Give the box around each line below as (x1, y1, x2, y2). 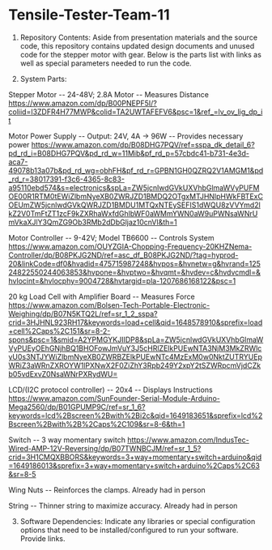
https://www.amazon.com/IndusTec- (126, 435, 249, 445)
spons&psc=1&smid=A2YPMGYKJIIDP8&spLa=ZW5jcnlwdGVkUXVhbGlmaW (8, 335, 264, 344)
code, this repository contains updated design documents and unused (19, 41, 255, 50)
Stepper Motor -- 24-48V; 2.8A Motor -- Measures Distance (8, 89, 209, 99)
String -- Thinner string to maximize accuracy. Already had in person (8, 501, 238, 510)
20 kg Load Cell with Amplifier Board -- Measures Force (8, 292, 196, 301)
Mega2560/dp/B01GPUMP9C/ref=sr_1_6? (8, 402, 146, 411)
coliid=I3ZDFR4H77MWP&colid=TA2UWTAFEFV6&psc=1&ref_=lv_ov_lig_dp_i (8, 107, 263, 117)
